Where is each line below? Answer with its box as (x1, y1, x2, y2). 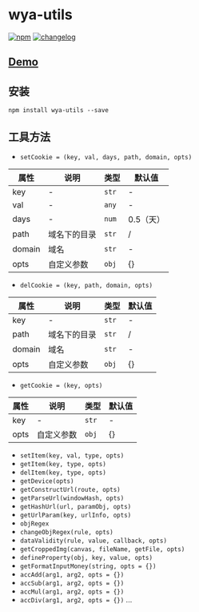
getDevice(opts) (19, 477, 74, 485)
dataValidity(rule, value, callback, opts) (19, 537, 168, 545)
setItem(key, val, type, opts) (19, 451, 125, 460)
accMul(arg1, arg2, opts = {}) (19, 587, 125, 596)
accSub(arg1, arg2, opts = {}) (19, 579, 125, 587)
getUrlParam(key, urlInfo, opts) (19, 511, 132, 519)
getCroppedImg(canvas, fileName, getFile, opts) (19, 545, 185, 554)
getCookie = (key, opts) (19, 381, 103, 389)
